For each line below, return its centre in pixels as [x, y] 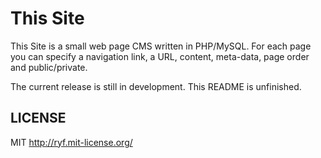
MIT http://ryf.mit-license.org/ [71, 142]
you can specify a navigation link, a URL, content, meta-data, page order [160, 56]
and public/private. [49, 67]
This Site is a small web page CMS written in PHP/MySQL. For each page [161, 46]
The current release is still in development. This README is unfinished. [156, 86]
